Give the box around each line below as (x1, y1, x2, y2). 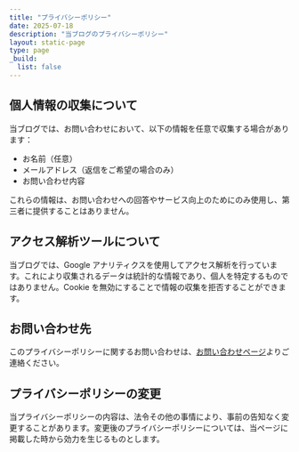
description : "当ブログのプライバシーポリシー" (9, 29, 169, 38)
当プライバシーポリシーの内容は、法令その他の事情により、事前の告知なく (9, 411, 282, 423)
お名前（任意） (21, 153, 77, 164)
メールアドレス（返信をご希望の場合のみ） (21, 164, 179, 174)
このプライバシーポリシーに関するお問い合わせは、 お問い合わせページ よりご (9, 346, 290, 357)
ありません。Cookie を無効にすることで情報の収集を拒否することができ (16, 281, 279, 292)
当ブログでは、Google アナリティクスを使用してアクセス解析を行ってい (9, 259, 270, 270)
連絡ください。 (9, 358, 64, 368)
